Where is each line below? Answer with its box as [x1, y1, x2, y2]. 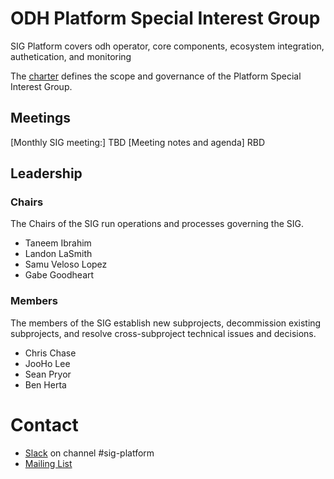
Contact [10, 413, 79, 436]
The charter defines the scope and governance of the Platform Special [10, 70, 302, 82]
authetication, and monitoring [10, 50, 132, 62]
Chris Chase [24, 347, 77, 359]
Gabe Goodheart [24, 269, 95, 281]
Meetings [10, 110, 72, 127]
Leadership [10, 165, 83, 182]
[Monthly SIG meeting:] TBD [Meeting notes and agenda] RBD [10, 136, 266, 148]
